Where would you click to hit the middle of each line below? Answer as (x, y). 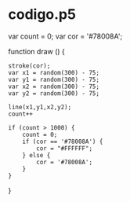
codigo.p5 (42, 15)
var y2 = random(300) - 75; (54, 93)
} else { (36, 155)
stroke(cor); (29, 66)
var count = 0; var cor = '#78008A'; (65, 36)
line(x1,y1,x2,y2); (40, 107)
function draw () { (36, 51)
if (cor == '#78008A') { (63, 141)
